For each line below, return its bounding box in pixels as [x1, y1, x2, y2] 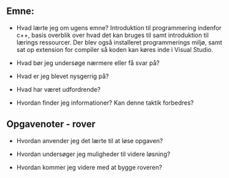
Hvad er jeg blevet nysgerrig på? [16, 72, 109, 80]
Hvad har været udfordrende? [16, 85, 101, 93]
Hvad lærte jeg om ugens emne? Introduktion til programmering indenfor [16, 23, 222, 31]
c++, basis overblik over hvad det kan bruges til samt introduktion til [16, 31, 209, 39]
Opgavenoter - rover [6, 118, 96, 130]
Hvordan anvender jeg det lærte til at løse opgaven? [16, 136, 163, 144]
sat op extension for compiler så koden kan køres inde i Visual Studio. [16, 45, 213, 53]
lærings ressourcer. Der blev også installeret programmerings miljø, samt [16, 38, 223, 47]
